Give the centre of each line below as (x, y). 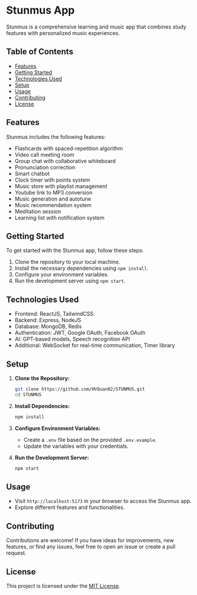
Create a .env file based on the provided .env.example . (90, 440)
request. (16, 553)
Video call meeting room (45, 154)
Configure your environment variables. (62, 275)
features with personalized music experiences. (63, 33)
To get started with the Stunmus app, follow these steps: (75, 250)
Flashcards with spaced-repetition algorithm (69, 148)
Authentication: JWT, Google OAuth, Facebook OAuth (80, 333)
